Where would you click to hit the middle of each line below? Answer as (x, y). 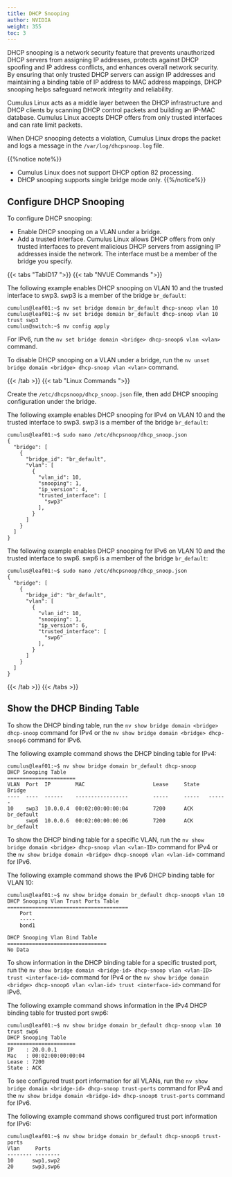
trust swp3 (23, 320)
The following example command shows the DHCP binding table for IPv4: (112, 753)
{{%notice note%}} (35, 159)
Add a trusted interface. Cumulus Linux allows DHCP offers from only (116, 239)
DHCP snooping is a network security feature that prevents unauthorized (111, 53)
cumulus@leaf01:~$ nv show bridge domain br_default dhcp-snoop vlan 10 (114, 1025)
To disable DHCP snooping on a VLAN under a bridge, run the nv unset (108, 360)
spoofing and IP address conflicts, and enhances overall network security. (113, 67)
